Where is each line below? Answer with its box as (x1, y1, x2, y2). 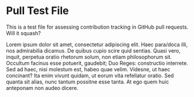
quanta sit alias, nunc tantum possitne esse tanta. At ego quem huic (6, 78, 169, 85)
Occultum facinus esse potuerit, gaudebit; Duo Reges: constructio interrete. (6, 60, 189, 67)
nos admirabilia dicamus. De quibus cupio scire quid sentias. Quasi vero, (6, 47, 181, 54)
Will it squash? (6, 29, 41, 36)
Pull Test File (6, 4, 69, 18)
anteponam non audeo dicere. (6, 84, 79, 91)
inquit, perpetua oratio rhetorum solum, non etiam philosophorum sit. (6, 53, 172, 60)
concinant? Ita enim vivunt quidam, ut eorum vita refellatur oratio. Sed (6, 72, 174, 79)
